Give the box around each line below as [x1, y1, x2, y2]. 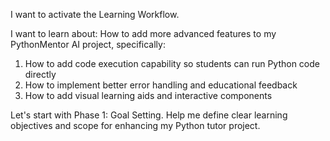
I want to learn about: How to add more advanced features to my [10, 28, 277, 39]
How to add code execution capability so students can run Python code [24, 58, 320, 69]
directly [24, 69, 57, 80]
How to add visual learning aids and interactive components [24, 90, 273, 101]
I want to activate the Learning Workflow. [10, 9, 180, 20]
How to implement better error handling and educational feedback [24, 79, 298, 91]
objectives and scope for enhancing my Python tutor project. [10, 120, 261, 131]
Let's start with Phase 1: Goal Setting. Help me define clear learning [10, 109, 288, 121]
